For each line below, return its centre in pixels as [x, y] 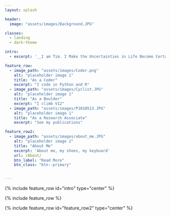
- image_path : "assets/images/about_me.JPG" [57, 137]
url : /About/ [28, 155]
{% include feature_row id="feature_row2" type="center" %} [69, 208]
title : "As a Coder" [36, 80]
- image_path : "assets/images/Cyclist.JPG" [56, 90]
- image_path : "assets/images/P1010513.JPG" [57, 108]
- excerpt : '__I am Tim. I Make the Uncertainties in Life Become [81, 57]
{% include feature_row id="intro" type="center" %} [60, 188]
